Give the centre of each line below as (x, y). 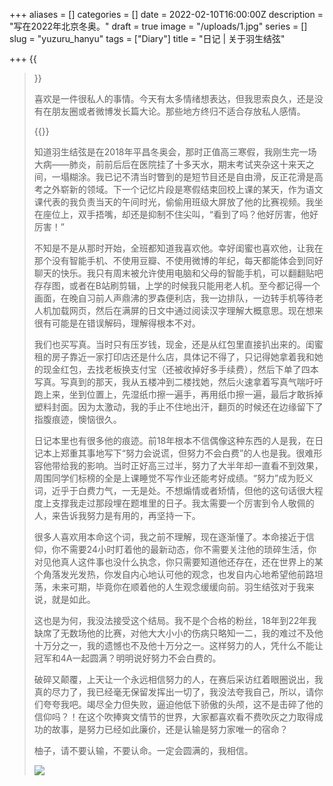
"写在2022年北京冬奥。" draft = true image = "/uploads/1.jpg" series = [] (158, 26)
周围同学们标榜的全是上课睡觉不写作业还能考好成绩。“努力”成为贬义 (173, 478)
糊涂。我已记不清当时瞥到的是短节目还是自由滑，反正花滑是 (191, 177)
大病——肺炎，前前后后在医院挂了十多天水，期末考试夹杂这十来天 (169, 164)
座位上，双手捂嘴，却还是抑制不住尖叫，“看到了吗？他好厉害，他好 (180, 214)
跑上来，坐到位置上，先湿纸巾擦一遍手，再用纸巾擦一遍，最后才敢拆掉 (178, 394)
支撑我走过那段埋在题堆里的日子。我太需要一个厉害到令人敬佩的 (183, 503)
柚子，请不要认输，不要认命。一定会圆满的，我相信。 (143, 750)
